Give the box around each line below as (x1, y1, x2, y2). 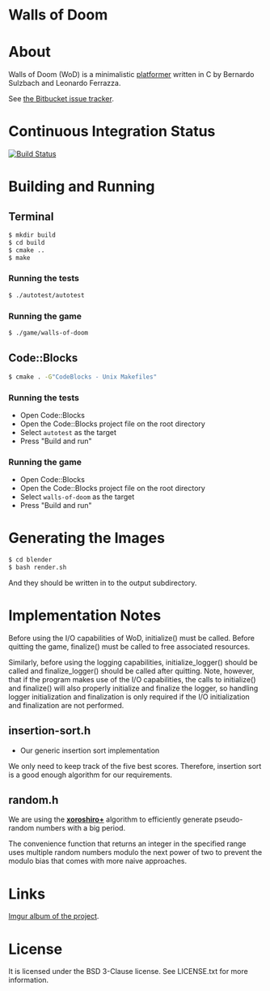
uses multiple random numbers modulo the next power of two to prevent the (8, 848, 263, 857)
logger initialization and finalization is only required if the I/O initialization (8, 691, 251, 702)
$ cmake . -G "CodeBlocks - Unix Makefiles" (8, 373, 158, 381)
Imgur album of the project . (8, 912, 99, 921)
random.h (8, 793, 59, 807)
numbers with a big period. (36, 823, 126, 833)
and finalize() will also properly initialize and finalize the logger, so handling (8, 683, 259, 693)
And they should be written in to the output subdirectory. (8, 578, 197, 587)
